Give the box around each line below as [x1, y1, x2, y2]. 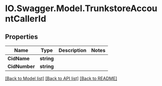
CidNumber [7, 63, 35, 69]
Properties [5, 33, 38, 41]
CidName [7, 55, 30, 62]
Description [58, 47, 87, 53]
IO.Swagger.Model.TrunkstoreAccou [5, 3, 158, 14]
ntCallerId [5, 13, 46, 24]
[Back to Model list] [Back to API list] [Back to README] [5, 76, 117, 81]
